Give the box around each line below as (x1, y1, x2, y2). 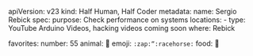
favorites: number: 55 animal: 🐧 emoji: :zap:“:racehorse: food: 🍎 (8, 39, 220, 48)
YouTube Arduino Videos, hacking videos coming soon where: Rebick (8, 24, 236, 32)
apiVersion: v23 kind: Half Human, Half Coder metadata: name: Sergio (8, 7, 237, 16)
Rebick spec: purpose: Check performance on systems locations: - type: (8, 15, 246, 24)
